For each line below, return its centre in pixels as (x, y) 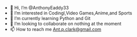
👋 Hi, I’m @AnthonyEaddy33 (39, 8)
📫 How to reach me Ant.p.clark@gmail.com (56, 29)
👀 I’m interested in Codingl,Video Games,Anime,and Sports (71, 13)
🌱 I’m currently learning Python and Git (50, 18)
